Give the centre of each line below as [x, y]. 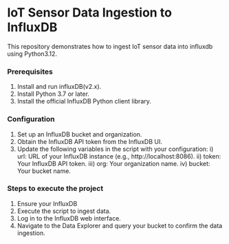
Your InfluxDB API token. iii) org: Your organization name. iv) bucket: [113, 163]
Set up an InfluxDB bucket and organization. [79, 134]
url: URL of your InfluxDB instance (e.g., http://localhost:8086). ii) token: [119, 156]
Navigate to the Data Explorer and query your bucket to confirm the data [120, 225]
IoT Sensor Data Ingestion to [89, 13]
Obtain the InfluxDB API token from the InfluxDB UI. [90, 141]
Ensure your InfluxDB [47, 203]
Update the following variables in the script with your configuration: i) [115, 149]
